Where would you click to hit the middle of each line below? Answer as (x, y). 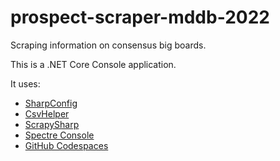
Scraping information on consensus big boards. (108, 45)
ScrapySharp (52, 124)
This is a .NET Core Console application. (93, 64)
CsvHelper (47, 113)
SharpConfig (51, 103)
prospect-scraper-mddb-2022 (140, 17)
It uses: (25, 83)
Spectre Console (59, 135)
